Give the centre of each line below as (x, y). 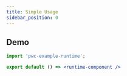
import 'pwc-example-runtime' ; (46, 56)
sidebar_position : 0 (33, 18)
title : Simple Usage (33, 12)
